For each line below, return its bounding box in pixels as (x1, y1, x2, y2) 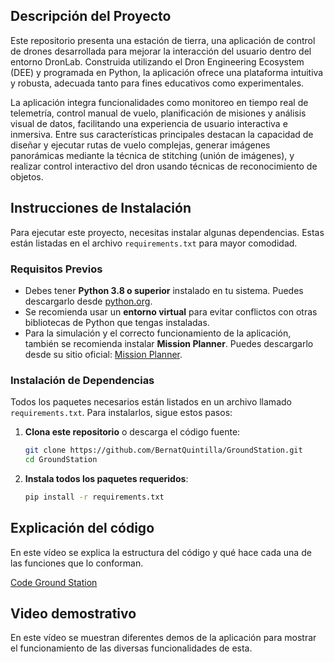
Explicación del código (10, 520, 155, 537)
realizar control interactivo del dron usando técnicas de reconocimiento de (10, 160, 318, 172)
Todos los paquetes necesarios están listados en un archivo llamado (10, 396, 292, 408)
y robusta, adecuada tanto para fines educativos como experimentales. (10, 77, 305, 89)
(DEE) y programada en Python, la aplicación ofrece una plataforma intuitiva (10, 66, 324, 78)
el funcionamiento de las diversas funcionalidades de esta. (10, 642, 253, 654)
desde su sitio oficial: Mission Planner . (24, 348, 183, 360)
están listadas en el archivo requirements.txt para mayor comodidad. (10, 237, 298, 249)
